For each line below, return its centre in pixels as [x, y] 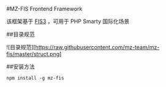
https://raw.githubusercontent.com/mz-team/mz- [97, 47]
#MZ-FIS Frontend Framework [44, 9]
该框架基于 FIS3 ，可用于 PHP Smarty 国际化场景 [68, 21]
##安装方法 [21, 67]
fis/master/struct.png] [34, 54]
